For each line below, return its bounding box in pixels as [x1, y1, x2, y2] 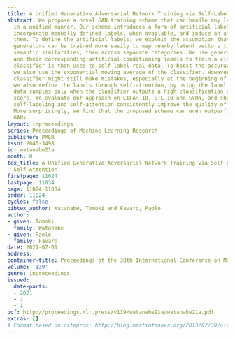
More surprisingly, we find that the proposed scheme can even [13, 108, 201, 114]
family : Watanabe [13, 224, 64, 231]
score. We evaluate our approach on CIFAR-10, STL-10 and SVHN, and [13, 95, 218, 102]
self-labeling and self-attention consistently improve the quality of [13, 101, 227, 108]
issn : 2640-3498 [7, 140, 55, 147]
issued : [7, 276, 30, 283]
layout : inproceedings [7, 120, 73, 128]
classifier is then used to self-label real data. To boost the [13, 62, 205, 69]
